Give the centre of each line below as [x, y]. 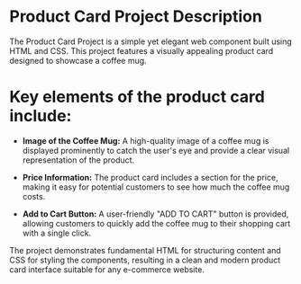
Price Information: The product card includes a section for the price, [150, 177]
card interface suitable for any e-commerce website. [107, 269]
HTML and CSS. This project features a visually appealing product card [141, 50]
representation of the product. [78, 160]
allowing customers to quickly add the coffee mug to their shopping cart [156, 223]
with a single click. [57, 233]
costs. [34, 196]
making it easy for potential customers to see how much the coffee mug [156, 187]
